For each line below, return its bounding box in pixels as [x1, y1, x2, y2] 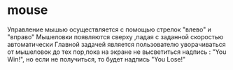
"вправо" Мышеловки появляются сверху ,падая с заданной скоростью [7, 32, 224, 41]
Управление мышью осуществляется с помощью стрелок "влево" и [7, 25, 212, 34]
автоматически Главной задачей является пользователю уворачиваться [7, 40, 226, 48]
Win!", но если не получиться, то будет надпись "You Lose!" [7, 55, 186, 63]
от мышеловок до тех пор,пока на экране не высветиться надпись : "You [7, 48, 227, 56]
